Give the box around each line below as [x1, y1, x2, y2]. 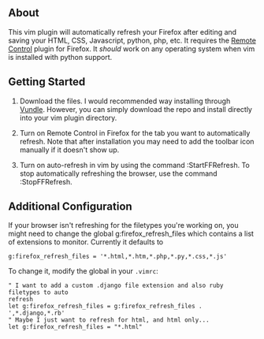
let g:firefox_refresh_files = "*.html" [8, 323, 143, 331]
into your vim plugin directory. [19, 113, 117, 122]
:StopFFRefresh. [19, 177, 73, 186]
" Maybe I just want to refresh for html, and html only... [8, 316, 210, 324]
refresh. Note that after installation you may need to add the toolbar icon [19, 136, 255, 146]
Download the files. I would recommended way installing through [19, 96, 231, 106]
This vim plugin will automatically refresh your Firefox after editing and [8, 27, 237, 36]
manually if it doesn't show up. [19, 145, 120, 155]
